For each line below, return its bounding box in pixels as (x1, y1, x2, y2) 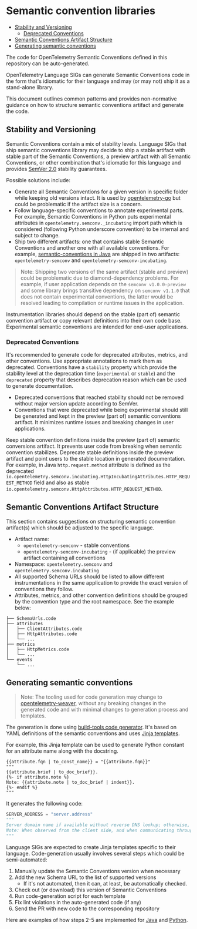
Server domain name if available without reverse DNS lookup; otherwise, (6, 822, 191, 828)
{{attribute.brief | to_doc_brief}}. (6, 769, 98, 775)
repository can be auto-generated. (6, 60, 90, 67)
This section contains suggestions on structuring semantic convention (6, 518, 176, 525)
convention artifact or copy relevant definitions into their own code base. (6, 317, 182, 324)
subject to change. (14, 232, 60, 239)
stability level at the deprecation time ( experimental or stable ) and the (6, 370, 175, 377)
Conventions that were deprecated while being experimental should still (14, 407, 188, 414)
